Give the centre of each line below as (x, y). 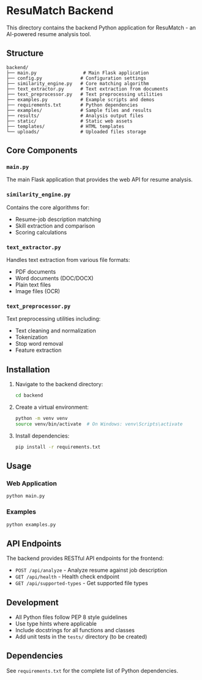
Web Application (32, 483)
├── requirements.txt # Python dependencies (72, 105)
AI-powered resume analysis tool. (49, 34)
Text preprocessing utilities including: (54, 319)
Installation (28, 369)
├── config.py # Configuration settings (77, 78)
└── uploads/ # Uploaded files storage (77, 132)
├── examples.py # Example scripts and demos (80, 99)
